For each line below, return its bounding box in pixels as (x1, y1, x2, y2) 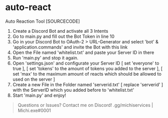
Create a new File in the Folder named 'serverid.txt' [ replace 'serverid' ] (12, 81, 163, 87)
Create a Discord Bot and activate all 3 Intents (12, 28, 109, 34)
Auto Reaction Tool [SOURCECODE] (5, 18, 80, 24)
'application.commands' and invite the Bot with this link (12, 44, 128, 50)
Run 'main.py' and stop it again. (12, 54, 78, 61)
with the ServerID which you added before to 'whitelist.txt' (12, 87, 135, 93)
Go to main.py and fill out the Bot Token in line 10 (12, 33, 115, 39)
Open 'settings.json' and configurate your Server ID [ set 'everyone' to (12, 60, 159, 66)
